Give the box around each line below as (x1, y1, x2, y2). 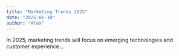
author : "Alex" (6, 20, 45, 26)
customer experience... (6, 43, 64, 50)
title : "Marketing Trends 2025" (6, 8, 88, 15)
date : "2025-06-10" (6, 14, 56, 20)
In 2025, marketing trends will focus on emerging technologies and (6, 37, 174, 44)
